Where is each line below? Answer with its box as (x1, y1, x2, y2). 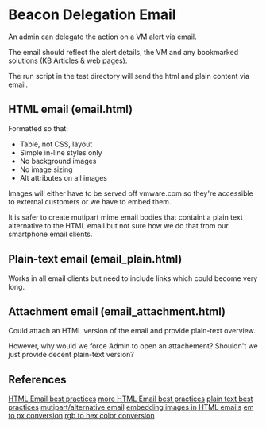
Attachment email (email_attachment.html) (8, 305, 226, 318)
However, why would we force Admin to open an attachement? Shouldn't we (8, 341, 258, 351)
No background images (19, 156, 97, 165)
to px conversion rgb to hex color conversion (8, 411, 155, 421)
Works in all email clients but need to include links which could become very (8, 273, 258, 283)
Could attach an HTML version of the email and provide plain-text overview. (8, 326, 256, 336)
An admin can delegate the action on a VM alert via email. (8, 32, 197, 41)
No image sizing (19, 165, 73, 174)
